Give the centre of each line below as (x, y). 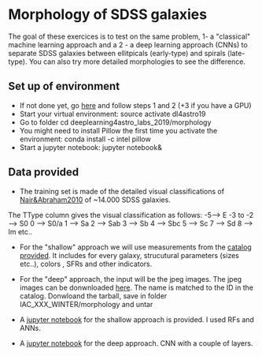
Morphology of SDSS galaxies (107, 15)
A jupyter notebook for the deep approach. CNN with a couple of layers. (136, 343)
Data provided (44, 172)
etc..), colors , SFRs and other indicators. (86, 264)
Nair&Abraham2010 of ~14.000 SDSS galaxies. (95, 200)
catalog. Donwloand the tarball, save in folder (93, 296)
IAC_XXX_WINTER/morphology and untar (86, 304)
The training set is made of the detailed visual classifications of (122, 191)
